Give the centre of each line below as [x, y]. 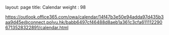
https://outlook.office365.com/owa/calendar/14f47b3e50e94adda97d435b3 [85, 17]
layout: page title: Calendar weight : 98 [46, 7]
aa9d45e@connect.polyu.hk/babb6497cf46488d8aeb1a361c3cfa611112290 [84, 22]
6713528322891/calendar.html [37, 27]
